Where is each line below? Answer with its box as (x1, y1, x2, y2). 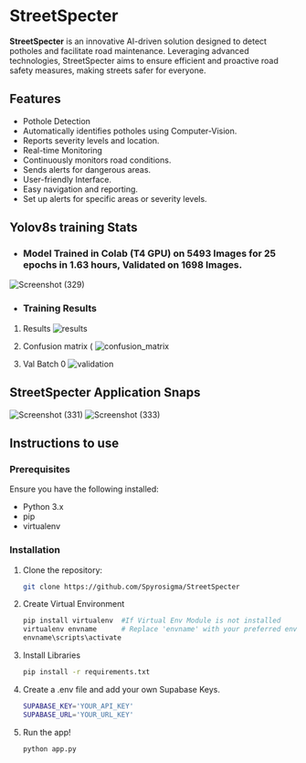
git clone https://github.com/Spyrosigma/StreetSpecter (22, 582, 240, 591)
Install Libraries (22, 650, 80, 661)
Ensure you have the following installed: (9, 483, 160, 494)
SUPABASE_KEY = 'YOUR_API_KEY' (22, 701, 134, 711)
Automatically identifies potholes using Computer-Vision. (22, 125, 237, 136)
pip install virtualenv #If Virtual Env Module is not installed (22, 616, 281, 626)
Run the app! (22, 726, 71, 737)
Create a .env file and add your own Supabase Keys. (22, 684, 221, 694)
